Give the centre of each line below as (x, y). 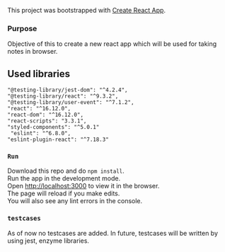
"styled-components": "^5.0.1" (53, 127)
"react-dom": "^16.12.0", (45, 115)
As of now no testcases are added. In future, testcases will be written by (112, 233)
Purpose (22, 28)
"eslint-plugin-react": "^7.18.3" (58, 140)
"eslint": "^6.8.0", (41, 134)
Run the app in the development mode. (64, 178)
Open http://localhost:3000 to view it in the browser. (83, 186)
